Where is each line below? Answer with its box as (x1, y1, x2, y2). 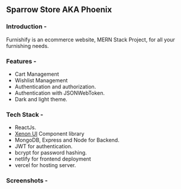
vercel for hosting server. (14, 162, 76, 169)
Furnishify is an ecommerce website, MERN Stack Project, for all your (6, 36, 176, 43)
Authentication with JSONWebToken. (14, 89, 105, 97)
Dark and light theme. (14, 95, 68, 102)
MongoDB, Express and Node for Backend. (14, 136, 119, 144)
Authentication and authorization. (14, 83, 96, 90)
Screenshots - (6, 177, 49, 185)
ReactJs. (14, 124, 37, 131)
